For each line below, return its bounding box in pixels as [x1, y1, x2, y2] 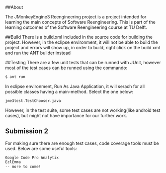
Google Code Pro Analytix [5, 155, 59, 160]
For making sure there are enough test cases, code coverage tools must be [5, 140, 159, 146]
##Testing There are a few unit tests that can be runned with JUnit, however [5, 60, 162, 65]
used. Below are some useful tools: [5, 145, 77, 151]
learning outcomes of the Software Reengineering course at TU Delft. [5, 24, 148, 30]
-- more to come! [5, 164, 41, 170]
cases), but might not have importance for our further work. [5, 112, 128, 118]
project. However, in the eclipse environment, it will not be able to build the [5, 39, 158, 45]
